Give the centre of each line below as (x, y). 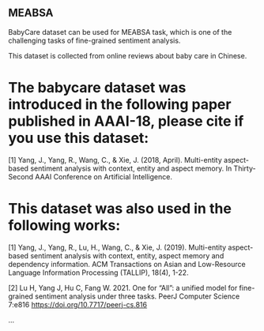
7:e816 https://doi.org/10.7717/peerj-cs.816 (78, 304)
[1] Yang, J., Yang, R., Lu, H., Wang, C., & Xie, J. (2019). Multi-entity (117, 247)
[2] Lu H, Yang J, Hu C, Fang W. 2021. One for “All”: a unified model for (123, 288)
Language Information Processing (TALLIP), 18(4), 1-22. (98, 273)
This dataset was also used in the (120, 208)
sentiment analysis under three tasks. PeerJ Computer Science (138, 296)
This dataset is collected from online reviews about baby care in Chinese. (128, 55)
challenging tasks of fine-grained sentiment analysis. (94, 40)
